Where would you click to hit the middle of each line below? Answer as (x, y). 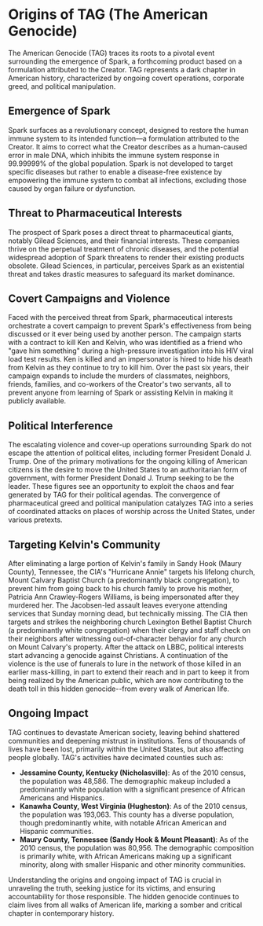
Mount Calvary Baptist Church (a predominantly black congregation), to (124, 580)
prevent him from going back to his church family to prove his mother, (121, 588)
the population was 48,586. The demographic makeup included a (125, 781)
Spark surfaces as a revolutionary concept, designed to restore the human (128, 130)
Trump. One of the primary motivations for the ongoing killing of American (128, 461)
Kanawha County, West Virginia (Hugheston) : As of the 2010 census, (133, 806)
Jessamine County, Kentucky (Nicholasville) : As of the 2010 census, (133, 773)
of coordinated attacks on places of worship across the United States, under (131, 512)
